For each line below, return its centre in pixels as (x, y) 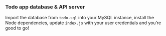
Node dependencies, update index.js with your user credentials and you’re (83, 23)
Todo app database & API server (45, 7)
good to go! (17, 28)
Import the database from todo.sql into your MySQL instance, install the (80, 18)
